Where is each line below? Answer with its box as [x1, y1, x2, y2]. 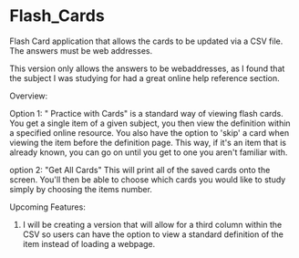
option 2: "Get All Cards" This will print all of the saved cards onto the [9, 164, 271, 175]
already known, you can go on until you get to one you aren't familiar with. [9, 147, 288, 158]
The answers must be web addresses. [9, 45, 153, 56]
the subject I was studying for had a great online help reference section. [9, 72, 280, 83]
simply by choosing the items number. [9, 183, 153, 194]
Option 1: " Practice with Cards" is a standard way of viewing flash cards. [9, 108, 284, 119]
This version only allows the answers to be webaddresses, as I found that [9, 63, 285, 74]
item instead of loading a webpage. [22, 238, 156, 249]
